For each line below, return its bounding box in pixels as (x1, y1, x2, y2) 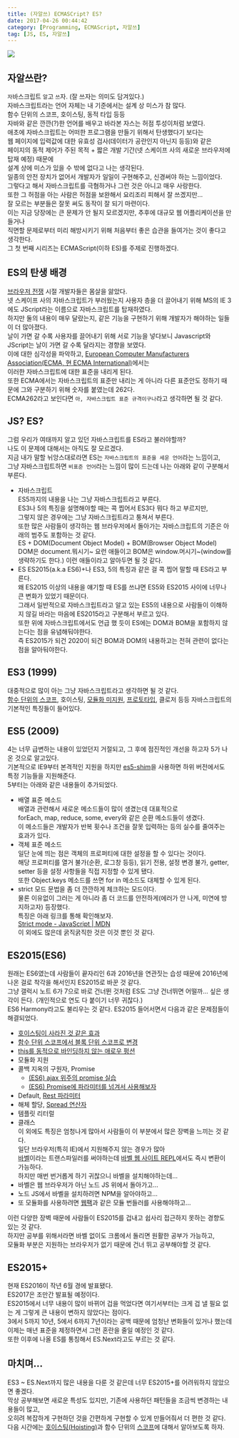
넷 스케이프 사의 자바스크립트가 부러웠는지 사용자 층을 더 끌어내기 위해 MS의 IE (7, 295, 226, 304)
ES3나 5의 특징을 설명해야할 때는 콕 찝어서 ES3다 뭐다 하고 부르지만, (17, 504, 208, 512)
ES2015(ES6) (7, 949, 66, 961)
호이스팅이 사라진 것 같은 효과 (17, 1029, 100, 1038)
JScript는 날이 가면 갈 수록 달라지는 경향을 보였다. (7, 340, 146, 349)
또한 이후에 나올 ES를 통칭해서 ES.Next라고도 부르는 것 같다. (7, 1335, 176, 1343)
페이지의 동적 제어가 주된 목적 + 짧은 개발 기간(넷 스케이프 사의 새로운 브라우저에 (7, 146, 230, 154)
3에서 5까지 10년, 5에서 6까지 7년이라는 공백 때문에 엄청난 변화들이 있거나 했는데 (7, 1317, 233, 1325)
